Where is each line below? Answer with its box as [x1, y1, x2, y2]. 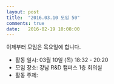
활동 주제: [15, 71, 38, 79]
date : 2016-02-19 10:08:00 [6, 26, 80, 32]
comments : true [6, 20, 45, 26]
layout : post [6, 9, 39, 15]
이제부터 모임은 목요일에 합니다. [6, 43, 81, 51]
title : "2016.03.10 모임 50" [6, 15, 80, 21]
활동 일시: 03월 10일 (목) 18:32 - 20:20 [15, 56, 109, 64]
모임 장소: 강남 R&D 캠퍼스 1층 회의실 [15, 64, 102, 71]
